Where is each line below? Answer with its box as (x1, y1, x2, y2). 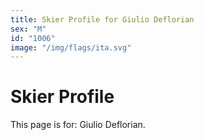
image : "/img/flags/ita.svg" (10, 42, 132, 53)
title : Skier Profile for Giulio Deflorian (10, 14, 195, 25)
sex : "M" (10, 24, 47, 34)
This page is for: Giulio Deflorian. (10, 119, 146, 131)
